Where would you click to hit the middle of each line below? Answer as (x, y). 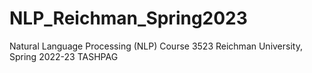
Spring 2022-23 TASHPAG (64, 56)
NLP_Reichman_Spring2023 (128, 18)
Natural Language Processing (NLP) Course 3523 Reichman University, (156, 46)
